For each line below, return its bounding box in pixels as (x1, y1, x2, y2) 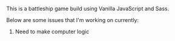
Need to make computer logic (15, 28, 90, 35)
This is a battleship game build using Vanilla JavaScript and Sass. (6, 5, 170, 12)
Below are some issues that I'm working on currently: (6, 17, 139, 23)
